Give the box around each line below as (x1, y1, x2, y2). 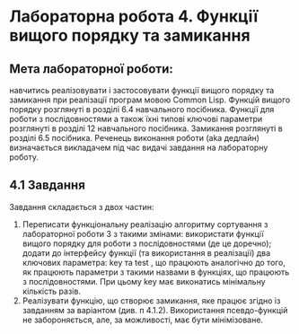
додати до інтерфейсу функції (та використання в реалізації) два (22, 247, 271, 258)
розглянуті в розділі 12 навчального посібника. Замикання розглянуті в (9, 123, 283, 134)
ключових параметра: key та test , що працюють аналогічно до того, (22, 257, 286, 268)
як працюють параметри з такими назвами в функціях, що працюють (22, 267, 290, 277)
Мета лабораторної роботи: (9, 61, 173, 76)
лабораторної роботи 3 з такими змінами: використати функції (22, 228, 264, 239)
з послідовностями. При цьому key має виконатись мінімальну (22, 276, 267, 286)
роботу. (9, 152, 39, 163)
